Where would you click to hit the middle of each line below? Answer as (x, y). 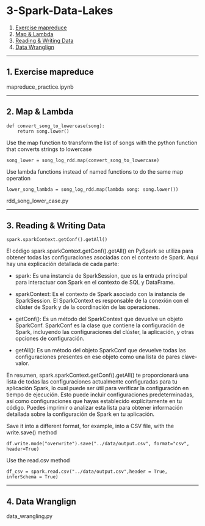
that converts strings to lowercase (49, 149)
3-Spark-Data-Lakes (60, 11)
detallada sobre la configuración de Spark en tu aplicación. (80, 414)
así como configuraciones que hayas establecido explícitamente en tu (94, 401)
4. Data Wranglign (41, 501)
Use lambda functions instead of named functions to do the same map (95, 171)
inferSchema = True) (33, 477)
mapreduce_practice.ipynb (40, 87)
